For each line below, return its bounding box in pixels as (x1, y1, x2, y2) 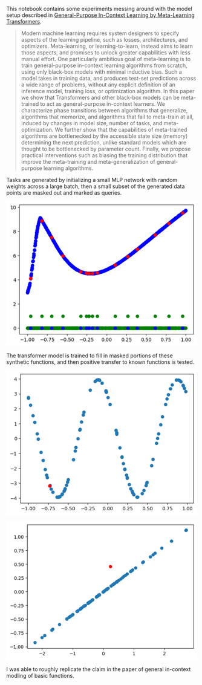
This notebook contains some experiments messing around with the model (6, 5, 192, 12)
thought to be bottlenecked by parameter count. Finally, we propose (21, 145, 191, 152)
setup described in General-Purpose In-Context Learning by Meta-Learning (6, 11, 195, 19)
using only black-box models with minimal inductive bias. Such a (21, 68, 183, 75)
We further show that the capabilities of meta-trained (54, 126, 187, 133)
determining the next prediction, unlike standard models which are (21, 139, 187, 146)
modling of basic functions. (6, 672, 74, 679)
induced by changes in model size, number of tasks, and (21, 120, 163, 126)
